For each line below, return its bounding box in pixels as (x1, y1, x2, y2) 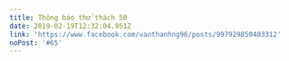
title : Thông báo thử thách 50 (9, 13, 128, 22)
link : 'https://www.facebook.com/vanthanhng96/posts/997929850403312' (9, 30, 282, 39)
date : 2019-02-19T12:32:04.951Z (9, 22, 131, 30)
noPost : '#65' (9, 38, 63, 48)
